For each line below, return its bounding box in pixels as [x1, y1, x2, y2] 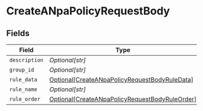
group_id [9, 67, 34, 73]
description [9, 57, 44, 64]
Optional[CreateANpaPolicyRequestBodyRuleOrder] [49, 95, 197, 103]
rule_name [9, 86, 37, 92]
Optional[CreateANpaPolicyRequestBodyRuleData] [49, 76, 194, 83]
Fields [6, 28, 30, 38]
